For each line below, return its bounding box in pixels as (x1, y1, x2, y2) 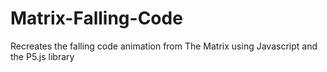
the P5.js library (10, 50, 75, 62)
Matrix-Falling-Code (10, 7, 183, 30)
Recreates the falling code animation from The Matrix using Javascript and (10, 40, 318, 52)
